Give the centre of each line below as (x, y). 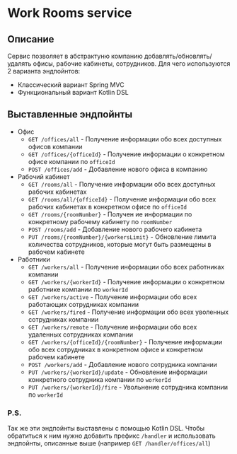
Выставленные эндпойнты (70, 115)
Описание (31, 39)
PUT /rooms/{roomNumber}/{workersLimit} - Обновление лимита (122, 237)
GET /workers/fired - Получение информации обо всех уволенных (128, 312)
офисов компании (55, 146)
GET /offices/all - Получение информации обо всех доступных (125, 139)
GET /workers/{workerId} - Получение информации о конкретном (126, 281)
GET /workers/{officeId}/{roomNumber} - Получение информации (125, 342)
